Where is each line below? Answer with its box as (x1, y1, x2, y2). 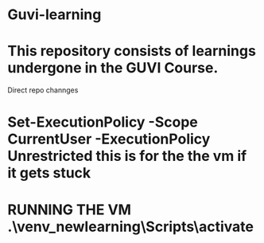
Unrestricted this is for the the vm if (7, 147, 247, 165)
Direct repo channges (7, 85, 79, 95)
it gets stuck (7, 164, 91, 182)
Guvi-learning (7, 6, 102, 24)
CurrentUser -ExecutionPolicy (7, 130, 211, 148)
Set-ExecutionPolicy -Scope (7, 113, 198, 131)
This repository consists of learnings (7, 42, 256, 61)
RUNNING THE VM (7, 201, 132, 218)
